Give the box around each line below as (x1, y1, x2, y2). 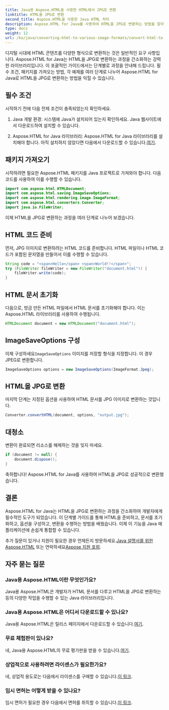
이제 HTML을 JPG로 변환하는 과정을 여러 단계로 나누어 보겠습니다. (5, 214, 135, 220)
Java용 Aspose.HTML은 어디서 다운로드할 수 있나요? (5, 609, 128, 616)
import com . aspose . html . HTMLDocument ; (5, 186, 87, 191)
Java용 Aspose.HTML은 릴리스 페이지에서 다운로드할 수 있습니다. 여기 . (5, 621, 144, 627)
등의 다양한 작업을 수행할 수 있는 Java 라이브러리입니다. (5, 595, 115, 601)
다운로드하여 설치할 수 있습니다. (18, 122, 80, 128)
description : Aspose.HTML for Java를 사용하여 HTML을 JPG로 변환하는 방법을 (5, 21, 155, 27)
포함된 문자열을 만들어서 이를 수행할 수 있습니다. (14, 251, 109, 257)
